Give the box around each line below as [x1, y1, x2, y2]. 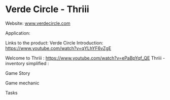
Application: [5, 30, 30, 36]
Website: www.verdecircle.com [5, 20, 71, 26]
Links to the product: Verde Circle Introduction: [5, 39, 104, 46]
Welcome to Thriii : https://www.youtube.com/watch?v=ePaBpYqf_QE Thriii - [5, 55, 165, 61]
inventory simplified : [5, 60, 49, 66]
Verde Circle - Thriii [5, 4, 90, 15]
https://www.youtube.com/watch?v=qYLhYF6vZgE [5, 45, 112, 51]
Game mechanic [5, 80, 40, 86]
